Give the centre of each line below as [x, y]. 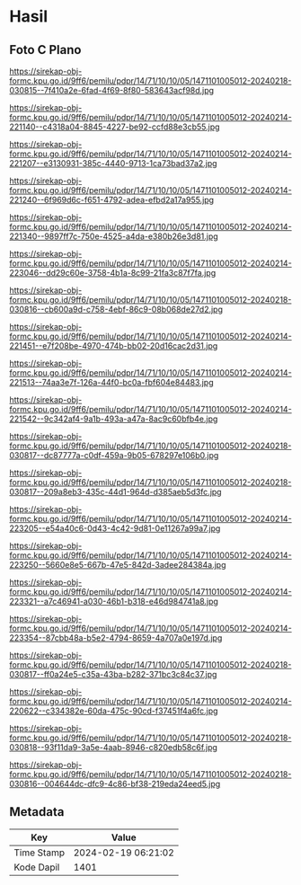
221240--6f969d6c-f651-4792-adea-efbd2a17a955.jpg [111, 200]
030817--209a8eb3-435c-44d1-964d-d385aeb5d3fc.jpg [115, 492]
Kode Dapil [37, 867]
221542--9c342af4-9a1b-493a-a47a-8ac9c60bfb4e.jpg [114, 419]
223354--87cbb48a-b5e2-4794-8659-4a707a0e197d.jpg [116, 638]
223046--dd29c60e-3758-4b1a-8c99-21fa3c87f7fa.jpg [113, 273]
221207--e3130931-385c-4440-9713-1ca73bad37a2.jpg [113, 163]
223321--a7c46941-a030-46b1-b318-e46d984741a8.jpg [114, 601]
